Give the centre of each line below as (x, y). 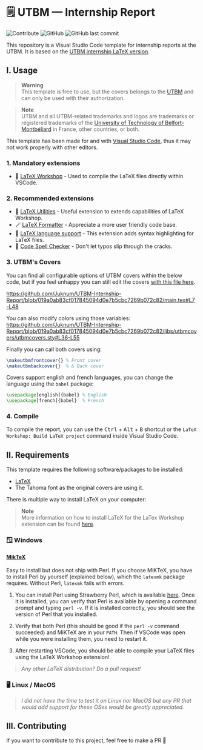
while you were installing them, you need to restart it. (81, 639)
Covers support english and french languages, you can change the (90, 378)
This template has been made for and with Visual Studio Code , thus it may (98, 141)
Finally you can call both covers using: (54, 349)
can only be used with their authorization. (73, 98)
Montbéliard (36, 129)
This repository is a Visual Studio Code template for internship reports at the (101, 45)
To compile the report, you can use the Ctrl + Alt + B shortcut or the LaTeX (101, 429)
